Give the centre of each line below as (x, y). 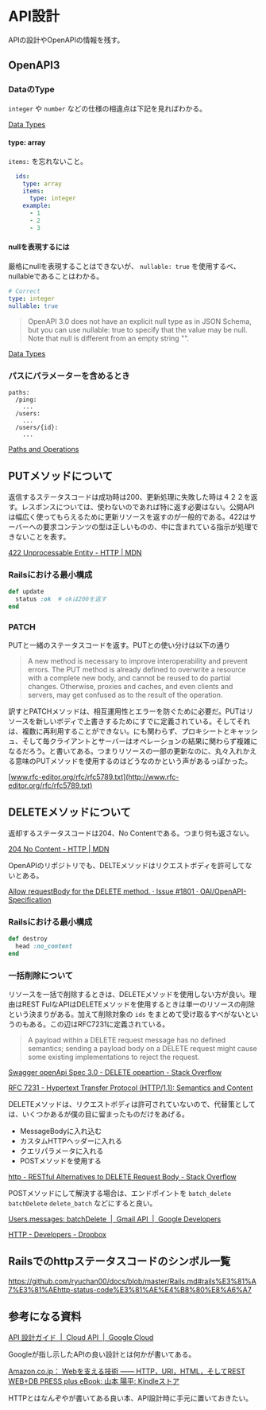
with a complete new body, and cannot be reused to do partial (129, 678)
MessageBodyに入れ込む (61, 1132)
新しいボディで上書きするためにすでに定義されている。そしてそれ (143, 721)
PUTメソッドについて (61, 476)
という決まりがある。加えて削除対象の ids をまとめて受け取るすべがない (126, 1015)
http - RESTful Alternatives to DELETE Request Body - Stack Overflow (122, 1177)
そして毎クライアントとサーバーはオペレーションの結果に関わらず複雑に (140, 741)
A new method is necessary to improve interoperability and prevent (137, 660)
